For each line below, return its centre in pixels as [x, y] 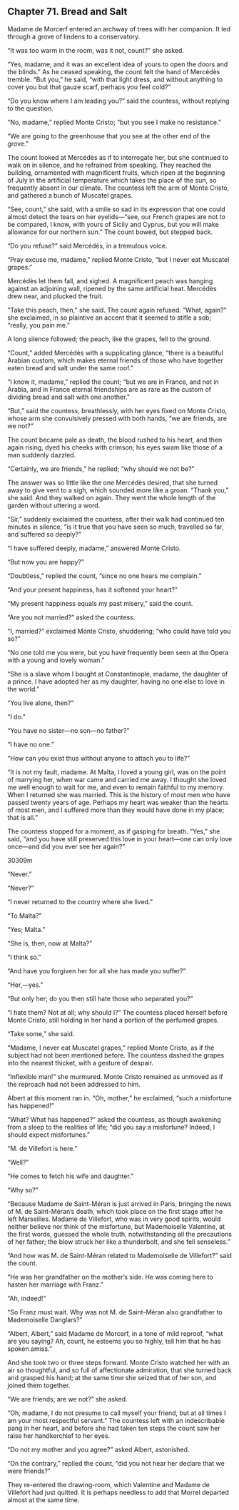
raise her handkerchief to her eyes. [59, 1435]
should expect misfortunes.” [49, 1135]
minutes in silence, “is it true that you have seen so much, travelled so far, [116, 527]
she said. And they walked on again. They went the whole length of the [112, 497]
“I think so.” [24, 957]
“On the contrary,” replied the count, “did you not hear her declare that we [116, 1463]
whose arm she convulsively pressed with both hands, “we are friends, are [117, 418]
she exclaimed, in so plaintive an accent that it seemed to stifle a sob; [110, 318]
